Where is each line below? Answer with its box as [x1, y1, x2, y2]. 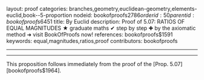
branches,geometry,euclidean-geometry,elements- [69, 5, 197, 12]
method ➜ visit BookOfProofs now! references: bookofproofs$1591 [6, 31, 173, 38]
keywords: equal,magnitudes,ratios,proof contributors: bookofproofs [6, 38, 178, 44]
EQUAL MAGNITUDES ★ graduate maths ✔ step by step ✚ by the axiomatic [6, 24, 196, 32]
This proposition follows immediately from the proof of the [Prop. [6, 61, 169, 67]
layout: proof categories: [6, 5, 68, 12]
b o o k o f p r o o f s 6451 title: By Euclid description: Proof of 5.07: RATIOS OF [6, 18, 185, 25]
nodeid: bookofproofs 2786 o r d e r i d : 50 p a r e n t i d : [73, 12, 194, 19]
